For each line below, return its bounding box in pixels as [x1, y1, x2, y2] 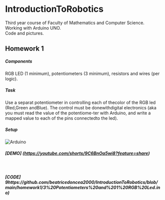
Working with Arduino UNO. [5, 25, 62, 31]
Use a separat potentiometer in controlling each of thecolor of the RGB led [5, 100, 156, 105]
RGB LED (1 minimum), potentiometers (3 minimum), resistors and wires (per [5, 70, 160, 77]
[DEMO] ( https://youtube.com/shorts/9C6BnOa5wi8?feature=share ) [5, 150, 150, 156]
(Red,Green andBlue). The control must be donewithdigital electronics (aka [5, 105, 157, 111]
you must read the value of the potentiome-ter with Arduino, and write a [5, 110, 151, 116]
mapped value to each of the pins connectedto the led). [5, 115, 118, 121]
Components [5, 58, 33, 64]
